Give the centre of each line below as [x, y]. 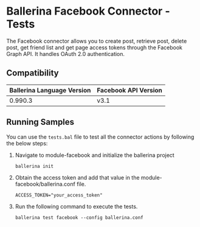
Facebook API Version [130, 90]
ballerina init [34, 166]
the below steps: [27, 143]
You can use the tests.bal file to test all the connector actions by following [100, 137]
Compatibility [33, 73]
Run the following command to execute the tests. [76, 206]
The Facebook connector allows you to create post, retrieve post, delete [97, 41]
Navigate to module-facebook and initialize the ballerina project [95, 155]
